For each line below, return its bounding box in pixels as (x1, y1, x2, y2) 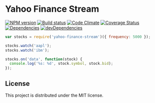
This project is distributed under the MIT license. (5, 92, 104, 98)
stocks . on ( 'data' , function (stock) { (5, 56, 83, 62)
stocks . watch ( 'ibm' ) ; (5, 48, 50, 52)
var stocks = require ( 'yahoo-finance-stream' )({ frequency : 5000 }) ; (5, 34, 151, 39)
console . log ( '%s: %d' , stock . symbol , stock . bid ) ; (9, 61, 113, 66)
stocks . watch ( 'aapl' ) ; (5, 43, 52, 48)
